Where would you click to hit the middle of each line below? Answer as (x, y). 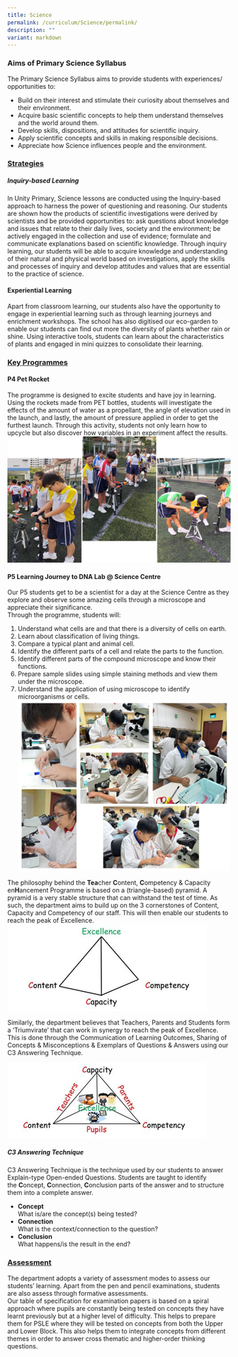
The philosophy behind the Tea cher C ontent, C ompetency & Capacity (109, 882)
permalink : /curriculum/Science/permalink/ (73, 22)
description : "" (31, 30)
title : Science (30, 15)
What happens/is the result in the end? (74, 1244)
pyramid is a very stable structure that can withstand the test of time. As (113, 897)
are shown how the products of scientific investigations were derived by (113, 214)
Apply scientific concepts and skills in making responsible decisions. (118, 138)
